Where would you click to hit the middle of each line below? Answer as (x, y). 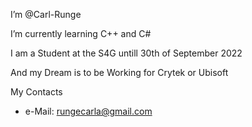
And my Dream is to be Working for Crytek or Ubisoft (119, 72)
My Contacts (36, 92)
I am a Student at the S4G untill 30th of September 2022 (126, 53)
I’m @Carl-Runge (46, 14)
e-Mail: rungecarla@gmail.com (88, 111)
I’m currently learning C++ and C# (81, 33)
